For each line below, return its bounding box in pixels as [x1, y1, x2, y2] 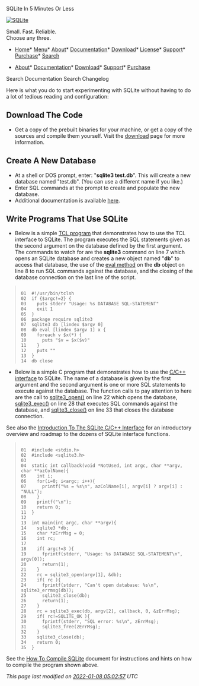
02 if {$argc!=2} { [20, 296, 72, 302]
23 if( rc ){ [20, 577, 61, 583]
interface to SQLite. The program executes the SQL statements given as [14, 236, 191, 243]
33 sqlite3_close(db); [20, 634, 85, 640]
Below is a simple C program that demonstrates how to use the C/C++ [14, 368, 187, 376]
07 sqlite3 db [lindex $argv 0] [20, 322, 104, 328]
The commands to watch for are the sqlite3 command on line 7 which [14, 249, 185, 256]
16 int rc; [20, 536, 56, 542]
